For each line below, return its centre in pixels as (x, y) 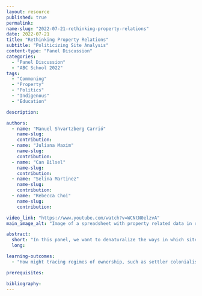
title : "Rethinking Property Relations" (58, 40)
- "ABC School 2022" (37, 68)
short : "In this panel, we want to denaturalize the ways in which (98, 240)
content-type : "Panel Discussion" (50, 51)
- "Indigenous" (31, 96)
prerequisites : (25, 273)
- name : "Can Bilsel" (39, 162)
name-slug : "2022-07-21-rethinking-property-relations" (78, 29)
